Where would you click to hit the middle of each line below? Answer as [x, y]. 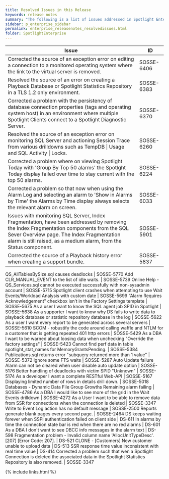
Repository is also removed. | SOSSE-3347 [50, 462]
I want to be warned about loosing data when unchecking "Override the [79, 339]
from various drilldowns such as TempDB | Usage [66, 147]
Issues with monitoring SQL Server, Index [57, 215]
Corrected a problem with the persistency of [60, 101]
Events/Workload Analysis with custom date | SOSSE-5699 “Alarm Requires [83, 296]
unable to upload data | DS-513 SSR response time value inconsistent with [82, 446]
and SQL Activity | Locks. [37, 153]
